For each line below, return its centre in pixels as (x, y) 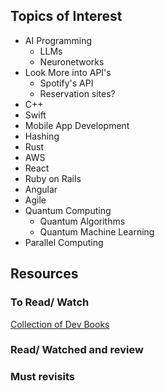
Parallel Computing (64, 242)
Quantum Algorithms (82, 221)
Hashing (42, 136)
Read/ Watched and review (77, 350)
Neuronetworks (72, 61)
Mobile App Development (77, 125)
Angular (41, 189)
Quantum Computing (68, 210)
